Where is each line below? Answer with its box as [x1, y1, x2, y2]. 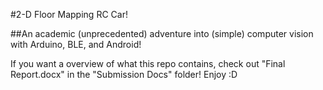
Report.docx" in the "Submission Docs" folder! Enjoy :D [10, 69, 238, 80]
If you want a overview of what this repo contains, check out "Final [10, 58, 286, 69]
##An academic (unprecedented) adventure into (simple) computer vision [10, 28, 314, 39]
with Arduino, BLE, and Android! [10, 39, 142, 50]
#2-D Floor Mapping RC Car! [10, 9, 128, 20]
